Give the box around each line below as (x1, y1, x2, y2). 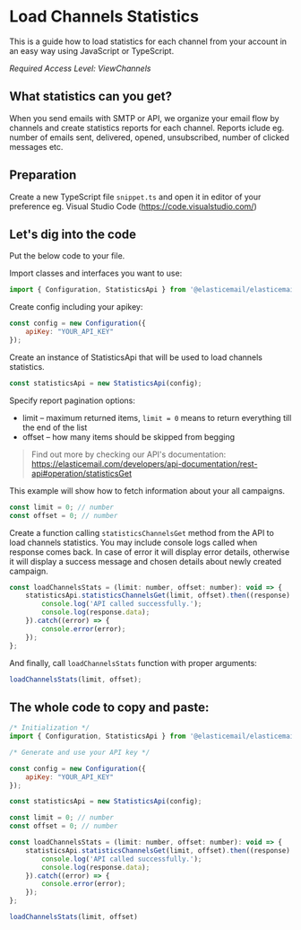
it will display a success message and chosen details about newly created (9, 556, 282, 566)
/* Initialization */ (9, 724, 90, 733)
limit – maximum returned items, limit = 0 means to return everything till (21, 412, 292, 423)
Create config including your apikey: (9, 302, 143, 312)
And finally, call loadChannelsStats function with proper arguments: (9, 657, 257, 668)
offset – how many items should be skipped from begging (21, 431, 236, 442)
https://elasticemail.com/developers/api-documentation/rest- (30, 458, 258, 469)
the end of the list (21, 422, 88, 433)
